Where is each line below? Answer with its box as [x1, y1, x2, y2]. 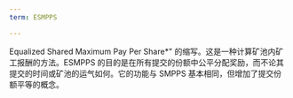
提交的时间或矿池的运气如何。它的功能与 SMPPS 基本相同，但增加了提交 [9, 68, 274, 79]
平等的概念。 [16, 79, 64, 89]
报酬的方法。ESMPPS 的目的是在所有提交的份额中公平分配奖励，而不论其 [16, 57, 284, 67]
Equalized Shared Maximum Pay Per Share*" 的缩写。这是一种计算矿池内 [9, 46, 276, 57]
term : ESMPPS [9, 12, 58, 22]
